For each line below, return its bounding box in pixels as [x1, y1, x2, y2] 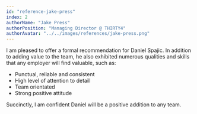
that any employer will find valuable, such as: [6, 60, 116, 67]
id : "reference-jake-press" [6, 8, 76, 15]
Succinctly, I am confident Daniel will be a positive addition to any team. [6, 101, 182, 108]
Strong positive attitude [14, 90, 72, 97]
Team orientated [14, 83, 55, 90]
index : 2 [6, 14, 28, 20]
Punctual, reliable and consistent [14, 71, 95, 78]
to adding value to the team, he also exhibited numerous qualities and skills [6, 53, 190, 60]
